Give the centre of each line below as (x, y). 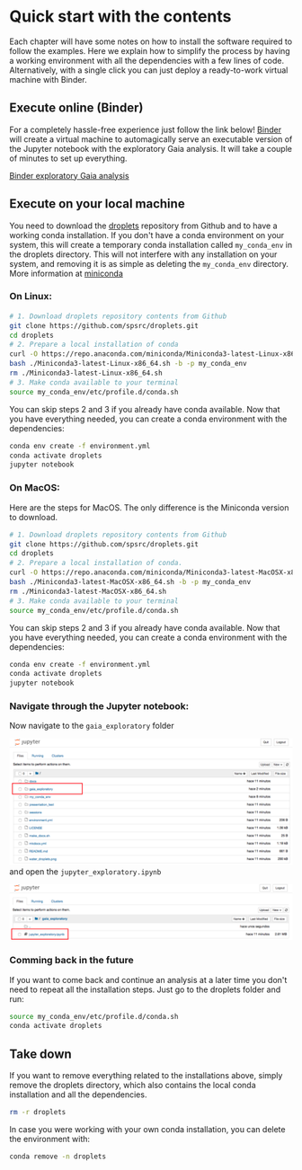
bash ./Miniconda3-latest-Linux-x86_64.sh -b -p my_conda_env (128, 364)
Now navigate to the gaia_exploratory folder (92, 726)
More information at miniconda (66, 273)
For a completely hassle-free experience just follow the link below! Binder (145, 129)
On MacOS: (35, 488)
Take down (40, 1054)
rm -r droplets (38, 1112)
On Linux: (31, 297)
